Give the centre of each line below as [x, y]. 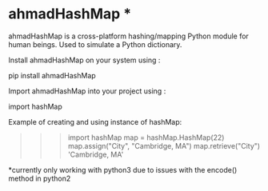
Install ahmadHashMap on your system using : [84, 60]
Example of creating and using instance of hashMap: [95, 121]
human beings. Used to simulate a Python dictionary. [95, 44]
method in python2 [40, 178]
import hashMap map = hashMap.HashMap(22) [146, 137]
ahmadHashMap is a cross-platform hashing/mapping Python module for [129, 36]
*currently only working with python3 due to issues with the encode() [123, 169]
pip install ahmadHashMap [52, 75]
